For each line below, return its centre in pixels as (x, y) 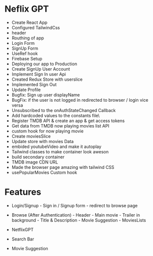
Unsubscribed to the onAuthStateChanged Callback (64, 110)
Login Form (23, 43)
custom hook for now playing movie (48, 131)
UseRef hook (25, 53)
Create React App (29, 22)
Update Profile (26, 90)
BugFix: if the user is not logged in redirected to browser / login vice (80, 100)
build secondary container (38, 157)
